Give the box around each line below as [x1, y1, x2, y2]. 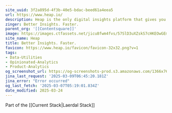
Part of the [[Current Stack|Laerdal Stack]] [5, 102, 95, 108]
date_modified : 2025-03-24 [5, 88, 63, 93]
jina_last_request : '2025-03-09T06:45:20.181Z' [5, 74, 109, 79]
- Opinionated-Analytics [5, 60, 58, 65]
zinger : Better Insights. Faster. [5, 21, 79, 27]
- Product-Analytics [5, 64, 50, 69]
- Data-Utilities [5, 54, 42, 60]
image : [5, 31, 19, 36]
